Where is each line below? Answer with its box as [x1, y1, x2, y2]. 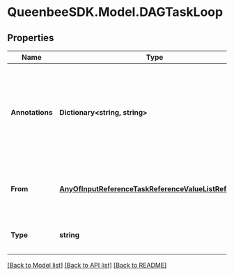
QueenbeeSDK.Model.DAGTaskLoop [7, 4, 224, 20]
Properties [7, 32, 54, 44]
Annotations [10, 108, 53, 117]
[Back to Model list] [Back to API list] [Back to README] [7, 261, 167, 269]
